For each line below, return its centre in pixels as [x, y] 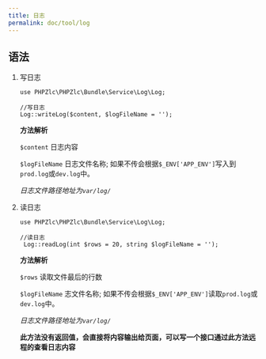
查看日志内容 [55, 347]
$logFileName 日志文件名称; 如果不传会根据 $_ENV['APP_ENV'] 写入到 [128, 164]
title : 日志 [27, 15]
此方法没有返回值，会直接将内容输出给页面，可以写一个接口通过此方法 [134, 338]
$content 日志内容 [49, 147]
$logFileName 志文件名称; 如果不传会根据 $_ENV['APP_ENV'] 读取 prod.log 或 [139, 294]
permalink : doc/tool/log [49, 23]
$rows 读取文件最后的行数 [61, 277]
